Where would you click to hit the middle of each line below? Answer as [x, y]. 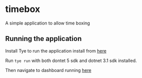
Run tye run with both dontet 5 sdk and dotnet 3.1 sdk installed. [71, 60]
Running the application [44, 39]
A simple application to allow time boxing [48, 23]
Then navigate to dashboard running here [48, 70]
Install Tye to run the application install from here [56, 50]
